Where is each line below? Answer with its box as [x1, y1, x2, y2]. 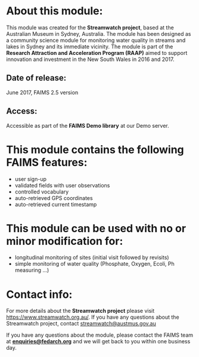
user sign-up [14, 175, 46, 183]
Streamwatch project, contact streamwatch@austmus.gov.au [6, 320, 156, 327]
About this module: [6, 4, 103, 18]
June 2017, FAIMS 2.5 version [6, 88, 79, 96]
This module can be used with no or [6, 221, 186, 235]
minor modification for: [6, 234, 123, 248]
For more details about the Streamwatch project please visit [6, 307, 155, 315]
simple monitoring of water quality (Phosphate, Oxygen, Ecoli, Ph [14, 260, 175, 267]
